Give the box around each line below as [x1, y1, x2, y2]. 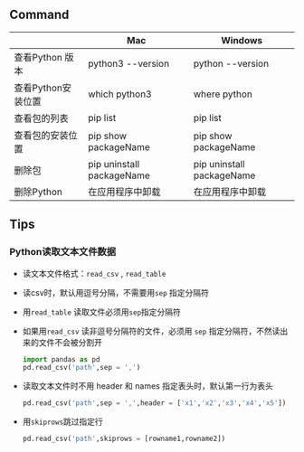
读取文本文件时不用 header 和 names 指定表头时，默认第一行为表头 [22, 381, 273, 391]
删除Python [14, 185, 63, 198]
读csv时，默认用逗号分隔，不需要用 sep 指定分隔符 [22, 287, 210, 297]
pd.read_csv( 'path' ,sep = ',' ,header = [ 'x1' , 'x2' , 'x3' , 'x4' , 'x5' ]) [22, 399, 287, 408]
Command [9, 7, 70, 23]
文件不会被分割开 [38, 336, 102, 347]
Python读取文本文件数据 [9, 246, 117, 259]
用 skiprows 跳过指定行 [22, 416, 104, 428]
